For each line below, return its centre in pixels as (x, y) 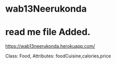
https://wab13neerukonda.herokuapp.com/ (50, 46)
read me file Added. (48, 32)
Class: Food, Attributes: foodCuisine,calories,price (58, 56)
